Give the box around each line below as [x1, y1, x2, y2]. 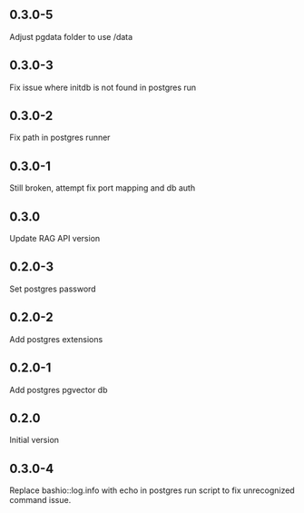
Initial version [9, 435, 60, 446]
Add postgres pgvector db [9, 384, 108, 395]
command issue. [9, 495, 72, 506]
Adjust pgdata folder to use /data [9, 31, 133, 42]
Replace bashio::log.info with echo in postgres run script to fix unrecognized [9, 485, 295, 496]
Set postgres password [9, 283, 97, 294]
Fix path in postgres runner [9, 132, 111, 143]
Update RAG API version [9, 233, 101, 244]
